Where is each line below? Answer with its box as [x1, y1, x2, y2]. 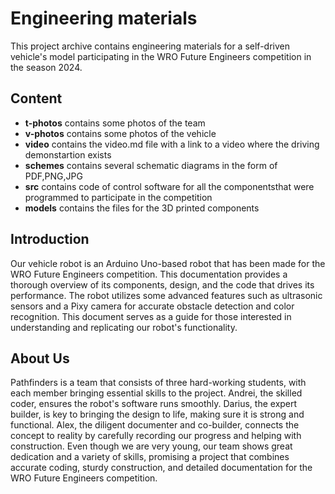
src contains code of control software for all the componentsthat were [24, 180, 315, 192]
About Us [10, 350, 70, 367]
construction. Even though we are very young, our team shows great [10, 440, 293, 452]
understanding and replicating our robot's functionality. [10, 321, 238, 333]
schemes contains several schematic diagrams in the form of [24, 159, 278, 171]
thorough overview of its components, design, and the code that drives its [10, 278, 315, 291]
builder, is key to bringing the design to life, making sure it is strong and [10, 408, 305, 421]
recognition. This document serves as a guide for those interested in [10, 310, 292, 322]
